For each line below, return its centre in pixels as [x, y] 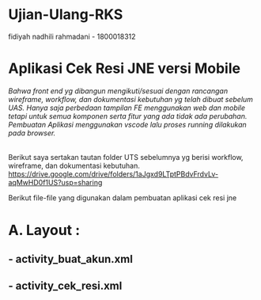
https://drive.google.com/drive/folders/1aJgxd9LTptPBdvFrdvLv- [113, 174]
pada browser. [32, 133]
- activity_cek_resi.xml [65, 286]
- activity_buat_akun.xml [70, 259]
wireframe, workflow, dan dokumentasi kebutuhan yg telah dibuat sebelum [130, 99]
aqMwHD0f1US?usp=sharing [55, 183]
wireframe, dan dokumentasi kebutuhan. [74, 166]
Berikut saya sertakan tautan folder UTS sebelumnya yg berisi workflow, [126, 158]
